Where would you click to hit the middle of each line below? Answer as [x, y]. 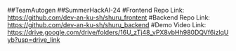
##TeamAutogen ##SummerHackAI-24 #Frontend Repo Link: [96, 10]
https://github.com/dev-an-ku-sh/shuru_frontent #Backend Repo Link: [109, 17]
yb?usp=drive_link [34, 40]
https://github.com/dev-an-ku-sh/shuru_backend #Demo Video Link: [107, 25]
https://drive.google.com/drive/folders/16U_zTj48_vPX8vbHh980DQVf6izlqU [118, 32]
